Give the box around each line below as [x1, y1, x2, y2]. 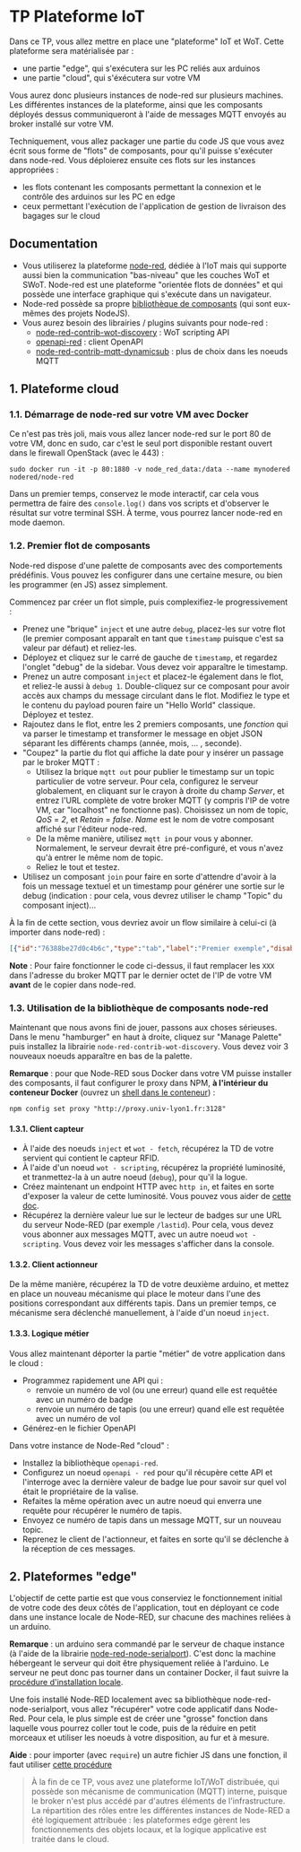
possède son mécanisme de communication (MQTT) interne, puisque [30, 1787, 288, 1797]
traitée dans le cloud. [30, 1834, 109, 1845]
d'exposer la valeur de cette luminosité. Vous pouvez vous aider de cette [21, 1191, 292, 1202]
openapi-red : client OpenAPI [35, 336, 143, 347]
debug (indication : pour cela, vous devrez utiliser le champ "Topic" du [21, 890, 283, 900]
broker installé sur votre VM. [9, 118, 115, 129]
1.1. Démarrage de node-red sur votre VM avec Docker [9, 408, 249, 421]
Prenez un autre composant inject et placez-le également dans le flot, [21, 671, 284, 682]
